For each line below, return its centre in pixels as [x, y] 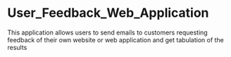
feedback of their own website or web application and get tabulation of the [115, 39]
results [17, 47]
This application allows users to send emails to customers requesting [107, 32]
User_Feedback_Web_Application [108, 13]
